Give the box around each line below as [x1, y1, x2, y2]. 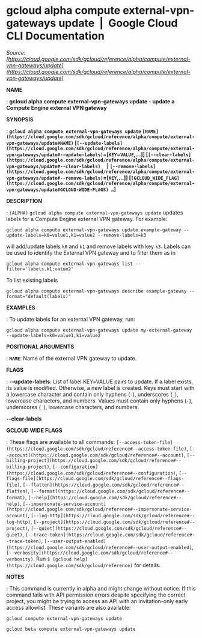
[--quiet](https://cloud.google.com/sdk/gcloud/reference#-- [31, 525, 188, 532]
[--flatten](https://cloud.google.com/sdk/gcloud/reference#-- [22, 482, 185, 488]
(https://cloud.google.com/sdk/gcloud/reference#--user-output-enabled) [6, 544, 192, 550]
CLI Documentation [6, 29, 105, 43]
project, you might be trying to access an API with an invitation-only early [6, 597, 188, 604]
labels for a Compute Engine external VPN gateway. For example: [6, 215, 168, 222]
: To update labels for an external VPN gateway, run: [6, 315, 135, 323]
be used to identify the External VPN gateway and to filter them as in [6, 249, 176, 256]
